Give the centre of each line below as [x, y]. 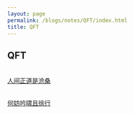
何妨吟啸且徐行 [29, 103]
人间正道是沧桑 [29, 81]
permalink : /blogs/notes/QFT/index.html [68, 20]
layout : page [26, 14]
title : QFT [23, 27]
